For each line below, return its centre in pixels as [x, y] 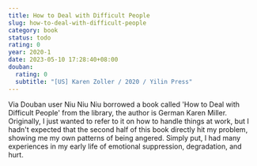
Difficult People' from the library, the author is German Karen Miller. [118, 112]
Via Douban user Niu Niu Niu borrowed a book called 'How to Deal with [124, 104]
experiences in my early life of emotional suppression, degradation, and [125, 146]
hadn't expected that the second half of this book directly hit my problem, [128, 129]
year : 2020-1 [30, 52]
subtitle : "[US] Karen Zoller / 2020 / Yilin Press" [104, 81]
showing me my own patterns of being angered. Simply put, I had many [125, 138]
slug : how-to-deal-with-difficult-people [77, 23]
